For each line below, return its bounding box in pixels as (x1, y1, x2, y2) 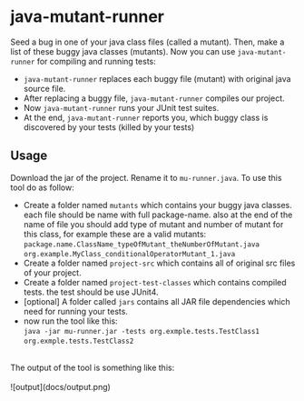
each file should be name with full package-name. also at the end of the (23, 209, 293, 220)
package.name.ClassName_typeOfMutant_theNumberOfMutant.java (23, 239, 260, 249)
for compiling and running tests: (36, 55, 157, 66)
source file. (23, 83, 66, 94)
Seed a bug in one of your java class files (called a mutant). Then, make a (10, 36, 285, 47)
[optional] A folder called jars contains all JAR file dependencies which (23, 296, 290, 306)
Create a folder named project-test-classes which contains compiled (23, 276, 287, 287)
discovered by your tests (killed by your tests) (23, 121, 195, 133)
